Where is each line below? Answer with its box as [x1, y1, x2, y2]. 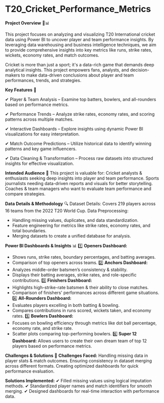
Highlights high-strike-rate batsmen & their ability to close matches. [12, 284, 149, 290]
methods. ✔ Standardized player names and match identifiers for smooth [5, 383, 152, 389]
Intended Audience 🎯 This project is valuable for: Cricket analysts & [5, 170, 142, 176]
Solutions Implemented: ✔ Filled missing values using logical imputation [5, 377, 152, 383]
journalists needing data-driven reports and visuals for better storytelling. [5, 180, 153, 186]
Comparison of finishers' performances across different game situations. [12, 290, 160, 296]
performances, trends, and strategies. [5, 77, 82, 83]
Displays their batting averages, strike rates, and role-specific [12, 271, 137, 278]
